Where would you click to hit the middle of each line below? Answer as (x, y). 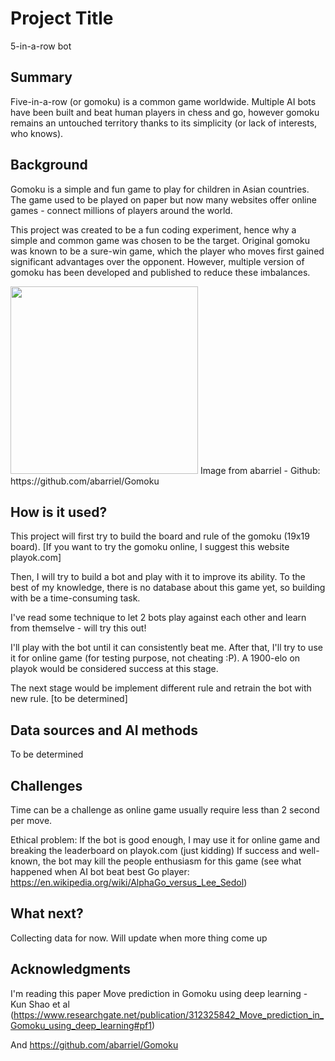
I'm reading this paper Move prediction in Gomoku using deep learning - (159, 993)
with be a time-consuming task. (75, 598)
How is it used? (59, 512)
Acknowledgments (71, 969)
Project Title (62, 18)
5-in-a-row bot (41, 46)
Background (49, 165)
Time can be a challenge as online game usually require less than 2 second (165, 810)
